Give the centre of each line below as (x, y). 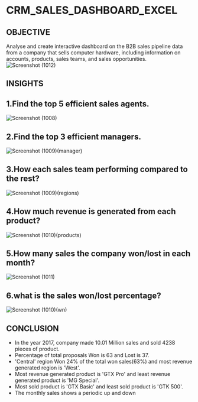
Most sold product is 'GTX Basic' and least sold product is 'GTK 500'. (99, 387)
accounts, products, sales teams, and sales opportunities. (76, 59)
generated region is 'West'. (48, 368)
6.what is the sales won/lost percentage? (84, 295)
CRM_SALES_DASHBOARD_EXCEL (92, 10)
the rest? (23, 179)
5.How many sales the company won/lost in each (98, 254)
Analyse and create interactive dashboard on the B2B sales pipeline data (95, 46)
